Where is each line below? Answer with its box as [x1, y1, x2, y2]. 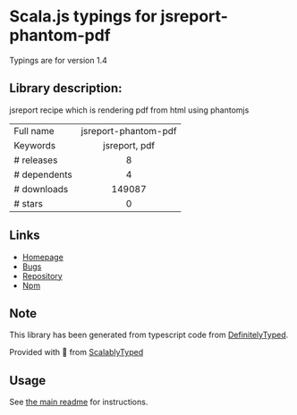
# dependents [13, 168, 73, 181]
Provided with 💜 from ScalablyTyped [9, 347, 144, 358]
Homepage [21, 251, 64, 262]
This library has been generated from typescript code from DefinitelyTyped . [9, 329, 289, 341]
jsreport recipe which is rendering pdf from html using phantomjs [9, 105, 250, 115]
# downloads [13, 182, 69, 195]
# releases [13, 154, 58, 166]
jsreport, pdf [102, 139, 155, 151]
